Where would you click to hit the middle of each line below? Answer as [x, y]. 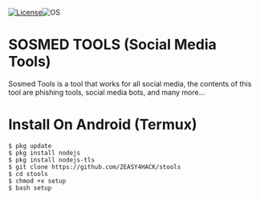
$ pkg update [30, 146]
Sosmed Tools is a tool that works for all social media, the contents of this [130, 83]
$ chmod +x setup [37, 181]
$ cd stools [28, 174]
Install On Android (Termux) [103, 125]
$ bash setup [30, 188]
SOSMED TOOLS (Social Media [112, 45]
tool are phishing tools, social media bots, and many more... [107, 92]
